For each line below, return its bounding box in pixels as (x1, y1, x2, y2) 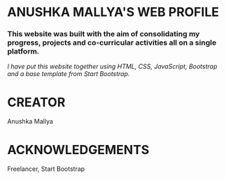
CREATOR (7, 94, 66, 110)
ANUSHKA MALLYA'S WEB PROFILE (7, 4, 219, 20)
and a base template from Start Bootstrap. (7, 70, 130, 78)
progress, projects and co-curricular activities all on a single (7, 38, 217, 47)
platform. (7, 47, 40, 57)
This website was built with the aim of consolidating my (7, 29, 200, 39)
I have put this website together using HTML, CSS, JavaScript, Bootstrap (7, 62, 218, 70)
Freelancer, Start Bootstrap (7, 165, 85, 173)
